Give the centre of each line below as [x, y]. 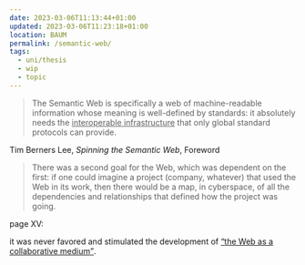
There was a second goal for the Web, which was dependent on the [159, 167]
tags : [20, 52]
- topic [32, 77]
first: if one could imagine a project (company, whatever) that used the [164, 177]
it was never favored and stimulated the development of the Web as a [142, 241]
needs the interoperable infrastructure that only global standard [151, 122]
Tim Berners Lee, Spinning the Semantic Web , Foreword [115, 149]
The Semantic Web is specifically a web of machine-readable [147, 103]
